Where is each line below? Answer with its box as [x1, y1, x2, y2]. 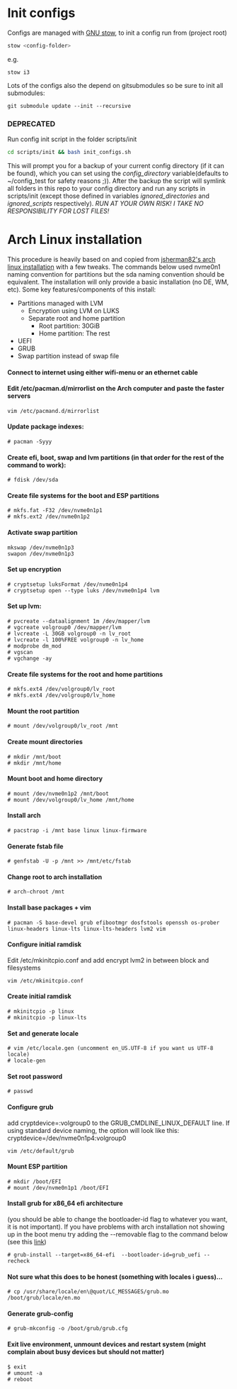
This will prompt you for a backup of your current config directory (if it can [7, 161, 224, 170]
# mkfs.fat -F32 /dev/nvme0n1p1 [7, 507, 103, 514]
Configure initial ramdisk [7, 940, 82, 948]
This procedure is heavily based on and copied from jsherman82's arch [7, 255, 216, 263]
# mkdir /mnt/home [7, 759, 62, 767]
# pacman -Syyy [7, 438, 52, 445]
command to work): [7, 460, 67, 469]
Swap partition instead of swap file [17, 351, 120, 360]
